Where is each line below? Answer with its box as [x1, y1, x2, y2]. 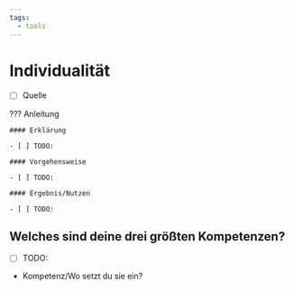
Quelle [22, 90, 47, 101]
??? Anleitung [9, 108, 60, 119]
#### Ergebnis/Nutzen [9, 188, 91, 198]
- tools [17, 22, 47, 31]
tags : [9, 13, 30, 23]
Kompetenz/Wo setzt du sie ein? [22, 271, 143, 282]
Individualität [9, 60, 111, 81]
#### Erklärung [9, 125, 67, 135]
